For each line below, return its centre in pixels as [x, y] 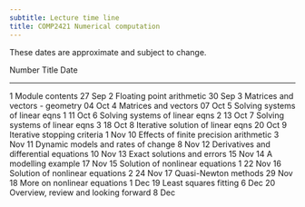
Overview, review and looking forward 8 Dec [92, 192]
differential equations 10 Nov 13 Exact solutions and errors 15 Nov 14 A [141, 153]
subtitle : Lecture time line [64, 18]
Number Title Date [44, 70]
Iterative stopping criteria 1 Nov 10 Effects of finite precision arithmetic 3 [144, 134]
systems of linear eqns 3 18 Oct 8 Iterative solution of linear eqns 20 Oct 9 [148, 124]
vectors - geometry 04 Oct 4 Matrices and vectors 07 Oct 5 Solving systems [152, 105]
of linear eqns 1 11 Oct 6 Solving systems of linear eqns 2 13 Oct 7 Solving [147, 115]
